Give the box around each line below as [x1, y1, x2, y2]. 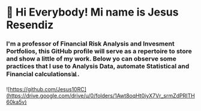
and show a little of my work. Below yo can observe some [6, 55, 177, 63]
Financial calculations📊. [6, 70, 80, 79]
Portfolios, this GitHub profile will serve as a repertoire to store [6, 47, 192, 56]
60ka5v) [6, 98, 27, 106]
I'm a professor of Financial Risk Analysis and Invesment [6, 40, 175, 48]
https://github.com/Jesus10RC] [10, 86, 87, 93]
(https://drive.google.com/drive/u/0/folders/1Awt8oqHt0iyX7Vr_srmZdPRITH [6, 92, 195, 100]
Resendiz [6, 18, 54, 32]
